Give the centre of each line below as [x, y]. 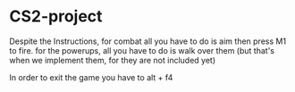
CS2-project [56, 17]
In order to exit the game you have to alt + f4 [91, 77]
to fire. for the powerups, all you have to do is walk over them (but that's [142, 50]
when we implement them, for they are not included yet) [113, 60]
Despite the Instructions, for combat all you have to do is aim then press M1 [148, 41]
